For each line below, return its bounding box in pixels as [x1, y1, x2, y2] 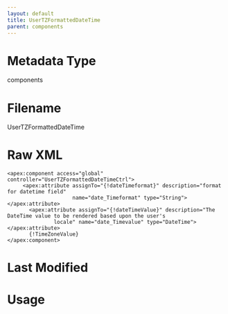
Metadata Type [7, 53, 96, 69]
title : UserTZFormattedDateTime [7, 17, 100, 24]
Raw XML [7, 147, 63, 163]
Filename [7, 100, 62, 116]
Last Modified [7, 260, 89, 276]
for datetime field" [7, 189, 67, 195]
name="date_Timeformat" [72, 195, 141, 202]
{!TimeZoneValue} [28, 231, 79, 238]
